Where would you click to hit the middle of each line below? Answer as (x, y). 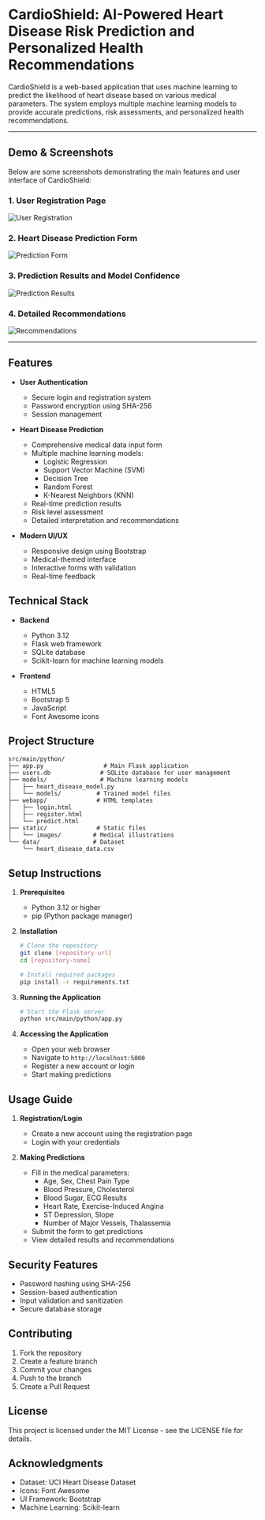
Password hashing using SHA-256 (75, 1283)
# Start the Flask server (62, 1012)
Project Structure (51, 741)
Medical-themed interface (74, 559)
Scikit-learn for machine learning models (97, 660)
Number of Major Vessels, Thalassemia (107, 1223)
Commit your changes (56, 1369)
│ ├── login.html (40, 807)
